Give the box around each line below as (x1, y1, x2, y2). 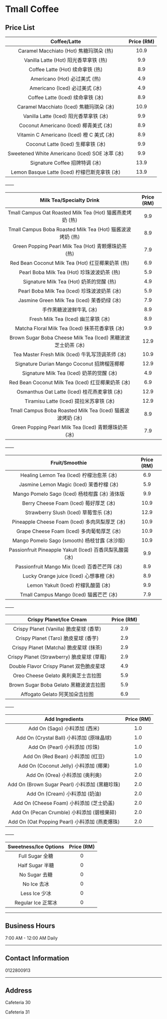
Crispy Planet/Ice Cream (27, 616, 87, 623)
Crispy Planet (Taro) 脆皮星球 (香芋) (15, 635, 99, 642)
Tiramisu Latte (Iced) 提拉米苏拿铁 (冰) (24, 398, 115, 404)
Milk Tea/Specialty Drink (39, 197, 100, 204)
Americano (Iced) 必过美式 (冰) (29, 85, 102, 92)
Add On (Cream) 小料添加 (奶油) (26, 791, 102, 797)
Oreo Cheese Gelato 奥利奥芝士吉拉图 (13, 672, 102, 679)
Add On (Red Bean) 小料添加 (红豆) (23, 753, 105, 760)
